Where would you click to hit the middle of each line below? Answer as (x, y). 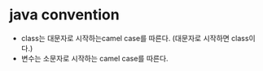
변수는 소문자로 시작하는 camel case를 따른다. (95, 58)
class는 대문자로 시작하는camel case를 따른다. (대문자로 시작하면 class (135, 38)
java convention (65, 15)
